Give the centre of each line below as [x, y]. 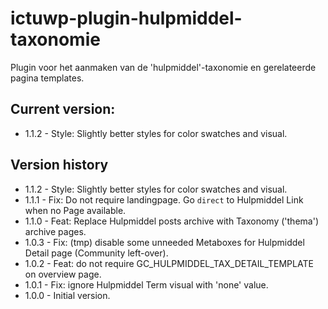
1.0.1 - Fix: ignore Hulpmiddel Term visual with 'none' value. [146, 284]
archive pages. [55, 231]
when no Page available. [75, 210]
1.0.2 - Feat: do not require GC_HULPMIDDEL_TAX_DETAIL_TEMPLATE [169, 263]
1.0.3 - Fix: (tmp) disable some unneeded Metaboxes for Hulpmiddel [164, 242]
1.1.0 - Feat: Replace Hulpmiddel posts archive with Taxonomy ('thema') [171, 221]
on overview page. [63, 274]
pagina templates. [47, 78]
